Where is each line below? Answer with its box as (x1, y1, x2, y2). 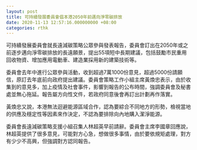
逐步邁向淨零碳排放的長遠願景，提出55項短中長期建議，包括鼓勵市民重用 (11, 49, 187, 56)
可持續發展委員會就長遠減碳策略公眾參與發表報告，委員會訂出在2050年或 (6, 42, 184, 49)
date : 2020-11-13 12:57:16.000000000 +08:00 (6, 19, 117, 25)
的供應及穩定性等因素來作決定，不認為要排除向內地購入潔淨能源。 (6, 111, 165, 118)
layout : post (6, 8, 38, 15)
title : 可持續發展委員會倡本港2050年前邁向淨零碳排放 (6, 14, 123, 20)
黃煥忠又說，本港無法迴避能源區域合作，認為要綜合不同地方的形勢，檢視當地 (6, 103, 191, 110)
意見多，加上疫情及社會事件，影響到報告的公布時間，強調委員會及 (21, 83, 181, 91)
